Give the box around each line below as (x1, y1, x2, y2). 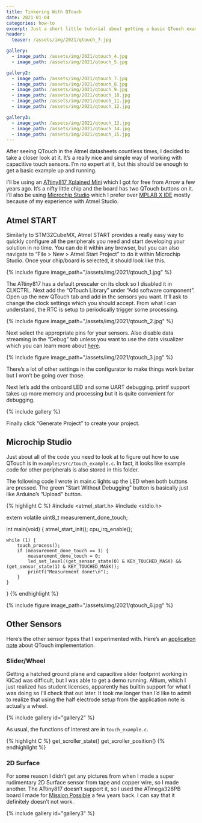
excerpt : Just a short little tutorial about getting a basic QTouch (6, 25, 185, 32)
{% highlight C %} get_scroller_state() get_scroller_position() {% (6, 737, 165, 745)
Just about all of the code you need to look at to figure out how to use (6, 453, 179, 460)
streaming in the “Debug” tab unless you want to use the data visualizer (6, 336, 184, 343)
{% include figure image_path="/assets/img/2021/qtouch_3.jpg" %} (6, 354, 174, 361)
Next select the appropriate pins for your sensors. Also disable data (6, 329, 174, 336)
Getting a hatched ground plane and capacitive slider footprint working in (6, 670, 188, 677)
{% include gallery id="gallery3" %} (6, 810, 95, 817)
